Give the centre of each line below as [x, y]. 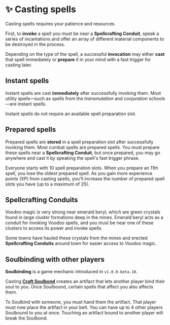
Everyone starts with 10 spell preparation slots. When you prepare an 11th [82, 168]
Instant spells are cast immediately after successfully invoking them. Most [83, 93]
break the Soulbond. [27, 318]
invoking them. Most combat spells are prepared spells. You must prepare [82, 147]
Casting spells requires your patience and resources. [60, 23]
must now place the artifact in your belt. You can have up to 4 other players [84, 307]
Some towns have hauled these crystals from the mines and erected [77, 238]
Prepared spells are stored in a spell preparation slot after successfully [79, 142]
